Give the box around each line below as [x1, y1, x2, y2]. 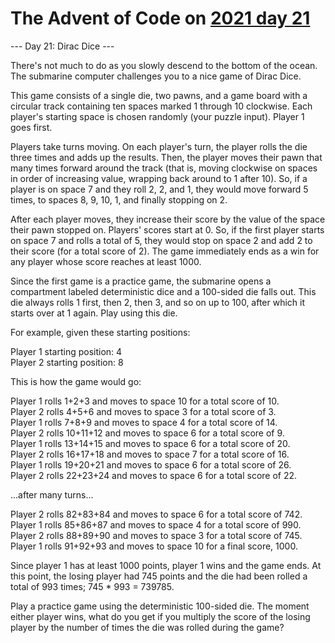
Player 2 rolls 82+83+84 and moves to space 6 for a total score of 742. [10, 508, 303, 520]
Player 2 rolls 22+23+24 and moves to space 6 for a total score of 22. [10, 469, 298, 481]
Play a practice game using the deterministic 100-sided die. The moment [10, 600, 310, 612]
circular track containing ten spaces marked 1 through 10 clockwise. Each [10, 100, 313, 112]
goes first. [10, 121, 53, 133]
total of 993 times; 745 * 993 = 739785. [10, 580, 175, 592]
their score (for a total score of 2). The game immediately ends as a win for [10, 245, 320, 257]
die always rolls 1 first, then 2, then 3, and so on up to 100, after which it [10, 296, 306, 308]
